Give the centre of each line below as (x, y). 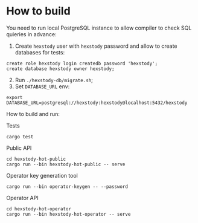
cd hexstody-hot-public (36, 159)
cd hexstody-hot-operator (39, 209)
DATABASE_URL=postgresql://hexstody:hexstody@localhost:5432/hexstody (97, 103)
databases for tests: (40, 52)
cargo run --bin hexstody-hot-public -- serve (66, 164)
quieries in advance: (31, 34)
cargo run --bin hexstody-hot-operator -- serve (69, 214)
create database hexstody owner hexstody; (60, 69)
